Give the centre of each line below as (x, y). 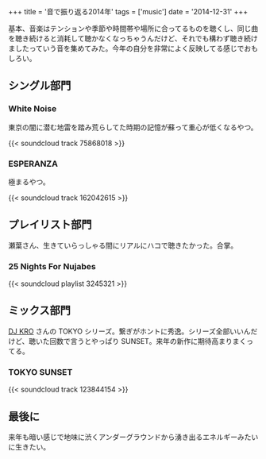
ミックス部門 (40, 311)
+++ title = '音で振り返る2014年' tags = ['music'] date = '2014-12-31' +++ (128, 12)
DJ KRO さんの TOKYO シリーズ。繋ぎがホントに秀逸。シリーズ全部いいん (130, 331)
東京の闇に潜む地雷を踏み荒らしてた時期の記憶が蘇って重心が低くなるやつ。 (133, 127)
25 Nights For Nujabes (52, 266)
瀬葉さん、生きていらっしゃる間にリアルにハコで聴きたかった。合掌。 (123, 245)
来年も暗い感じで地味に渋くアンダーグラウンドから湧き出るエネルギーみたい (133, 437)
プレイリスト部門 (50, 225)
